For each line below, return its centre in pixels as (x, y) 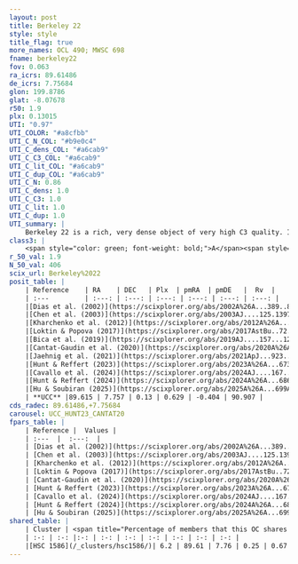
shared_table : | (39, 521)
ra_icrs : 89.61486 (43, 75)
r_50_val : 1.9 (35, 257)
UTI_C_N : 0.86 (35, 183)
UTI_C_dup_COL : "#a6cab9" (57, 174)
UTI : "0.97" (31, 125)
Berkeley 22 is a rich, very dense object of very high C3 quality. (154, 232)
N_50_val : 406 (35, 266)
